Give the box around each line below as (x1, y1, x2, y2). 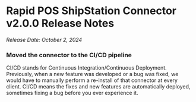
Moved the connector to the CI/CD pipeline (6, 51, 132, 59)
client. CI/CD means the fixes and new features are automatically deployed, (6, 83, 191, 90)
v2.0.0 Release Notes (6, 17, 115, 30)
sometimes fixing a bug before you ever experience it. (6, 90, 138, 97)
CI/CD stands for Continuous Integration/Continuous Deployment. (6, 64, 167, 71)
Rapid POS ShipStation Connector (6, 4, 177, 18)
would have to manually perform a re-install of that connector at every (6, 77, 178, 84)
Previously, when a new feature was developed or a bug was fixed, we (6, 71, 179, 78)
